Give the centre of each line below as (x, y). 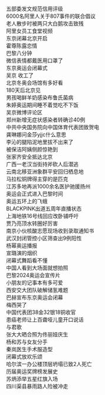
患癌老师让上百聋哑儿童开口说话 (45, 319)
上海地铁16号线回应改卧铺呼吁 (42, 216)
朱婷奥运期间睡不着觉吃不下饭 (42, 105)
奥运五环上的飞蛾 (27, 201)
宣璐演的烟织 (22, 253)
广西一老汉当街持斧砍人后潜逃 (42, 164)
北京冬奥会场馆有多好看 (35, 83)
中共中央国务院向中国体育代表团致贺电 (52, 127)
